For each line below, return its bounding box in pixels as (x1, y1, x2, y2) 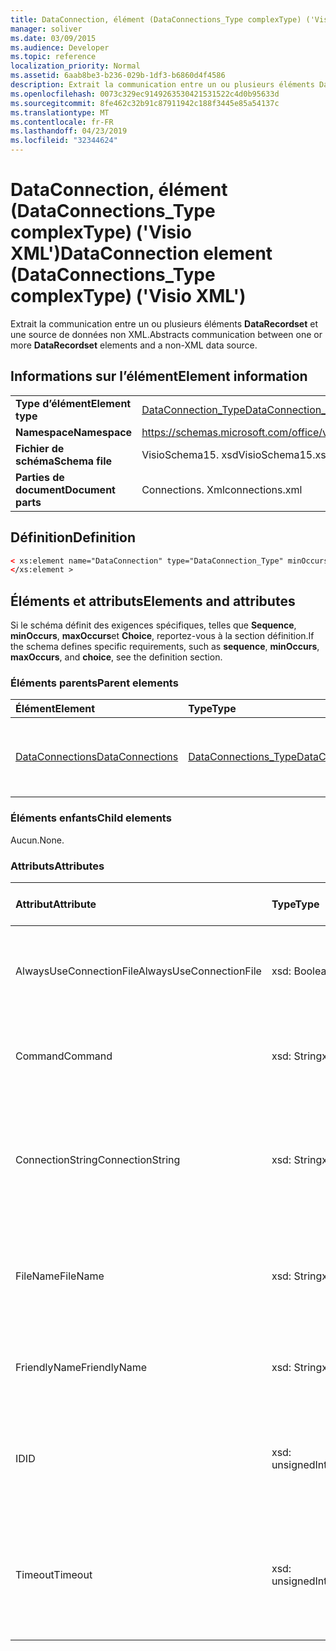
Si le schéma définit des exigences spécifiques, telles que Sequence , (10, 619, 297, 631)
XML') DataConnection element (10, 242, 273, 265)
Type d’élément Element (15, 396, 132, 410)
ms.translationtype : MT (10, 107, 110, 118)
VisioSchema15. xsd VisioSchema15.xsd (141, 447, 333, 461)
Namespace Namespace (15, 425, 133, 439)
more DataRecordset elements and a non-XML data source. (10, 339, 258, 351)
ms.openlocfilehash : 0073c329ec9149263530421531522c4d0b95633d (10, 89, 280, 99)
